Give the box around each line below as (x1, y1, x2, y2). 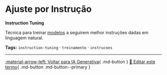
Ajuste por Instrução (5, 3, 92, 15)
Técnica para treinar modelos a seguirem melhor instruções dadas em (5, 29, 149, 35)
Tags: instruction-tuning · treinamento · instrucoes (5, 44, 113, 50)
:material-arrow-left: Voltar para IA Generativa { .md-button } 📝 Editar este (5, 59, 156, 65)
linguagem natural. (5, 35, 44, 41)
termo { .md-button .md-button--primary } (5, 64, 90, 70)
